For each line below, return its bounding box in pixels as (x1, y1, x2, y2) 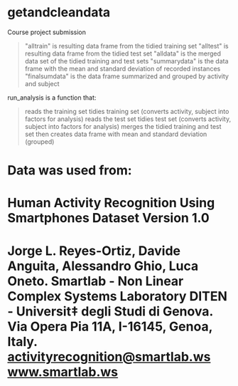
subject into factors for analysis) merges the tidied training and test (24, 122, 222, 130)
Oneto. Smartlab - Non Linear (7, 273, 184, 289)
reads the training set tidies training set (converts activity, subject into (24, 107, 229, 115)
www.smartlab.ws (7, 364, 119, 380)
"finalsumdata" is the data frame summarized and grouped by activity (24, 72, 229, 80)
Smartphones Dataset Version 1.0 (7, 210, 210, 226)
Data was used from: (7, 162, 133, 179)
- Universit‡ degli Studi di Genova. (7, 303, 213, 319)
